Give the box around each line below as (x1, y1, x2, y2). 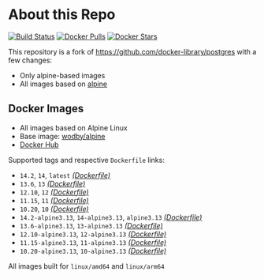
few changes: (8, 55, 53, 65)
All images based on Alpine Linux (19, 123, 128, 132)
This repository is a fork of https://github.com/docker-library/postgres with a (8, 47, 257, 56)
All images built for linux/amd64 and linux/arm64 (8, 261, 165, 270)
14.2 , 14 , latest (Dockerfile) (19, 170, 111, 179)
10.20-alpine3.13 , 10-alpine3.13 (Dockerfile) (19, 246, 167, 255)
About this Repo (8, 6, 116, 24)
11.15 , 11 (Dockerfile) (19, 195, 89, 205)
